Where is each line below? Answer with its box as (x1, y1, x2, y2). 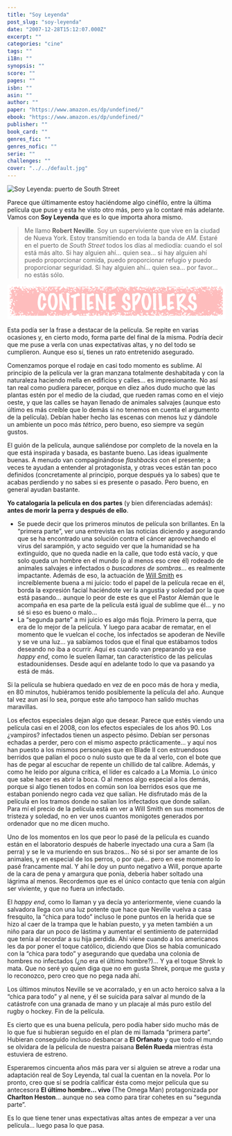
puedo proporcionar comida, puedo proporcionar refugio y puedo (24, 256, 212, 264)
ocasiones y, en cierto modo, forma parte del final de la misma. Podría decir (7, 333, 224, 341)
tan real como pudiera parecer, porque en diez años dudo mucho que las (7, 383, 215, 391)
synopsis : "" (7, 62, 45, 69)
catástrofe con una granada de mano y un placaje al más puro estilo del (7, 999, 212, 1008)
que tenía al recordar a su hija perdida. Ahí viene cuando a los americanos (7, 934, 219, 943)
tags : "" (7, 48, 33, 55)
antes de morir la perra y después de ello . (7, 506, 129, 514)
